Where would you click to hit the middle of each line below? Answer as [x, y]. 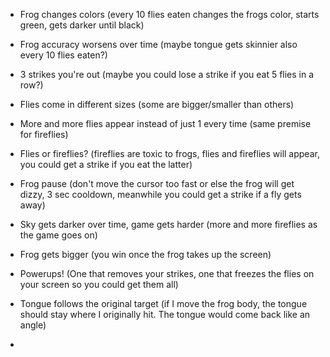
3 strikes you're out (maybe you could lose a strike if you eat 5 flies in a [167, 74]
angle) [33, 325]
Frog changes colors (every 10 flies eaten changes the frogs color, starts [169, 14]
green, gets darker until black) [82, 25]
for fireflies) [44, 134]
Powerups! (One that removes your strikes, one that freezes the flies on [167, 273]
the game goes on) [58, 235]
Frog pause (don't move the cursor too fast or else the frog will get [157, 183]
